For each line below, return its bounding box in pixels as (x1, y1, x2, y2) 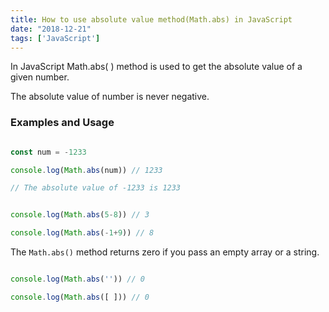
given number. (10, 71, 70, 83)
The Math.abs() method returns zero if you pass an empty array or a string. (10, 246, 320, 258)
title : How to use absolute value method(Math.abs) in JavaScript (10, 14, 293, 25)
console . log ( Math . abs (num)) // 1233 (10, 165, 163, 175)
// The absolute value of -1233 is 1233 (10, 183, 182, 193)
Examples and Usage (10, 116, 115, 130)
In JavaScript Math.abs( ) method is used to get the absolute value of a (10, 61, 303, 73)
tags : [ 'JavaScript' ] (10, 33, 101, 43)
